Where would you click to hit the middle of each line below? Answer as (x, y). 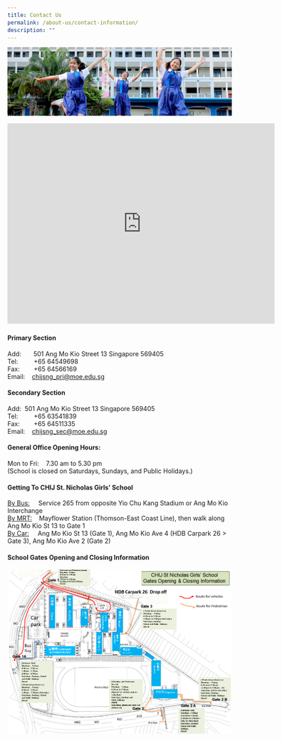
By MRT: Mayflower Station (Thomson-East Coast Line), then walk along (116, 518)
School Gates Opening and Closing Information (78, 557)
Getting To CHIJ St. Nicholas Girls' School (70, 487)
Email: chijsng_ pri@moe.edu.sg (56, 376)
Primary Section (32, 338)
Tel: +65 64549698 (43, 361)
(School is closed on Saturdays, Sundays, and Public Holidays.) (100, 471)
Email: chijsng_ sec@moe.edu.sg (57, 431)
